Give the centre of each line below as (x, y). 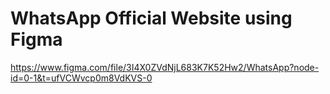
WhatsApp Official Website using (151, 18)
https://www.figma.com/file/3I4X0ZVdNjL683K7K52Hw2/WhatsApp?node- (165, 67)
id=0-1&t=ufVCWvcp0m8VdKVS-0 (81, 78)
